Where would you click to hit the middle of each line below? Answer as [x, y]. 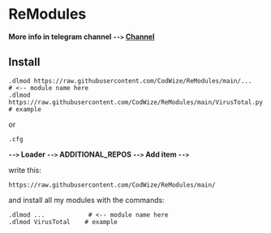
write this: [25, 170]
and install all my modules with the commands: [86, 200]
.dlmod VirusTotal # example [63, 222]
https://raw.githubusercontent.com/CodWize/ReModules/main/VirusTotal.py [136, 102]
